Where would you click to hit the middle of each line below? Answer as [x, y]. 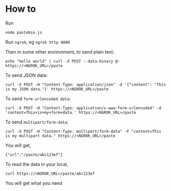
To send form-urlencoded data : [38, 98]
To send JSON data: [26, 75]
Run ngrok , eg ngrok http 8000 [38, 42]
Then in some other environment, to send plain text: [60, 52]
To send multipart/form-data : [37, 122]
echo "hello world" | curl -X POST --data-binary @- [63, 61]
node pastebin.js [24, 32]
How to [21, 9]
